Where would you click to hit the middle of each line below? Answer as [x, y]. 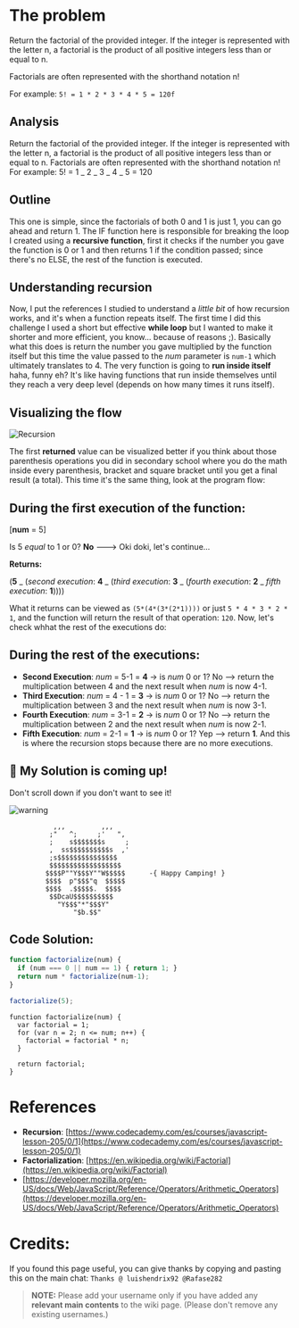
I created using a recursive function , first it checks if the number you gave [147, 240]
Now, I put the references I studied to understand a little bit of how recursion [149, 309]
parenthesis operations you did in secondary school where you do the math [148, 461]
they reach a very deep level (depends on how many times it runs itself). [142, 385]
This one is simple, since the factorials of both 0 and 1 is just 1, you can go [145, 221]
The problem [58, 16]
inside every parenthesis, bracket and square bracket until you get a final [143, 470]
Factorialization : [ [55, 1160]
